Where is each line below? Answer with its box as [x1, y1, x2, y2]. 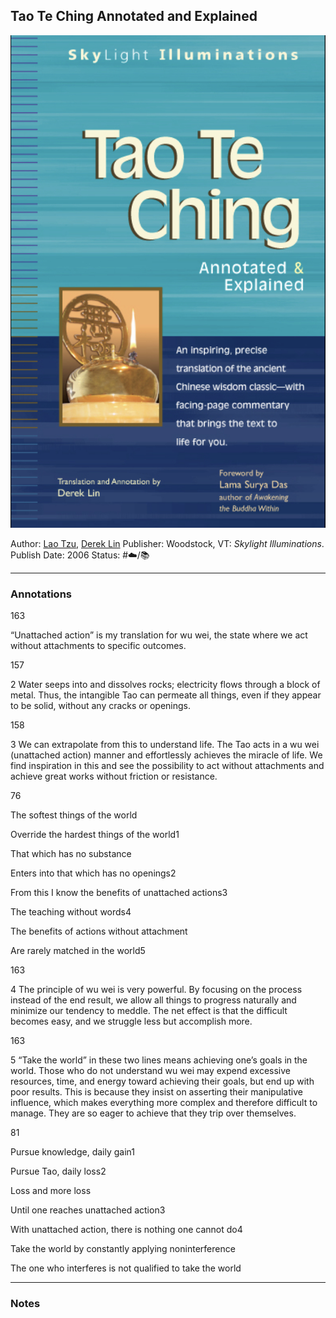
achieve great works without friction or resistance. [10, 770, 218, 783]
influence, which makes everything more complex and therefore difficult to [10, 1097, 318, 1109]
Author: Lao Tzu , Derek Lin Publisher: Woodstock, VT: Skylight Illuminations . [10, 537, 325, 549]
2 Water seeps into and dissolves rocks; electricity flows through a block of [10, 679, 321, 691]
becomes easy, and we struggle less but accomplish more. [10, 1015, 253, 1028]
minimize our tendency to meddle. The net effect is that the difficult [10, 1005, 288, 1017]
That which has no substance [10, 848, 132, 860]
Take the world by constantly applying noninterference [10, 1243, 236, 1255]
